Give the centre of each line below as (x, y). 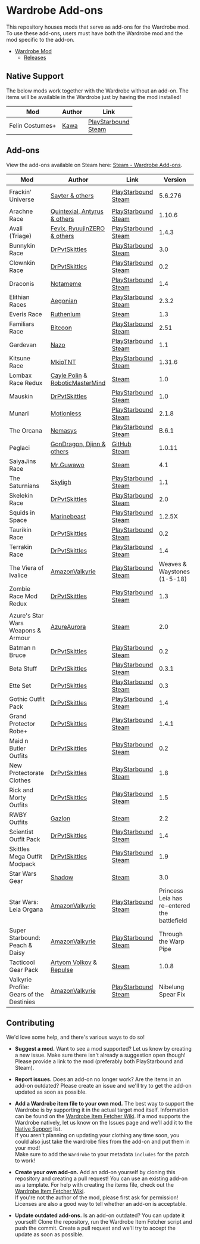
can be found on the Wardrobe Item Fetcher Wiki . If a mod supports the (102, 1116)
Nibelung (171, 987)
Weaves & (173, 564)
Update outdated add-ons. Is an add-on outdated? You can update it (100, 1215)
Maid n (19, 740)
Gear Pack (24, 970)
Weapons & (25, 630)
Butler (18, 748)
